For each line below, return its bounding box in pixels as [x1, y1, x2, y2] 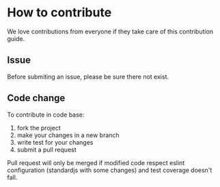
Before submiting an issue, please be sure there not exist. [7, 72, 169, 81]
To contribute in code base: [7, 111, 85, 119]
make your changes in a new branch [16, 131, 120, 139]
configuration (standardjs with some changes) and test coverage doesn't [7, 166, 212, 174]
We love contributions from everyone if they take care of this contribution [7, 27, 214, 35]
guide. [7, 34, 25, 42]
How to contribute [7, 5, 112, 20]
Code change [7, 92, 66, 104]
